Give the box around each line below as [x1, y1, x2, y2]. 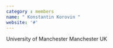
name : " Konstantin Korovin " [6, 14, 81, 20]
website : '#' [6, 19, 38, 25]
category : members [6, 8, 54, 15]
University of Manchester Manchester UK [6, 36, 108, 43]
